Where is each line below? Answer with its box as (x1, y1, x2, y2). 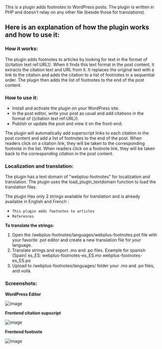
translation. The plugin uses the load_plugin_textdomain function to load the (5, 179, 156, 185)
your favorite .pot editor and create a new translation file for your (12, 237, 141, 243)
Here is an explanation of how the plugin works (5, 23, 149, 32)
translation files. (5, 184, 37, 190)
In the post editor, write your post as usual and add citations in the (12, 110, 144, 116)
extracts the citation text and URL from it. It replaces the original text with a (5, 66, 154, 72)
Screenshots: (5, 280, 38, 287)
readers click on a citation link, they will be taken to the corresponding (5, 140, 145, 146)
